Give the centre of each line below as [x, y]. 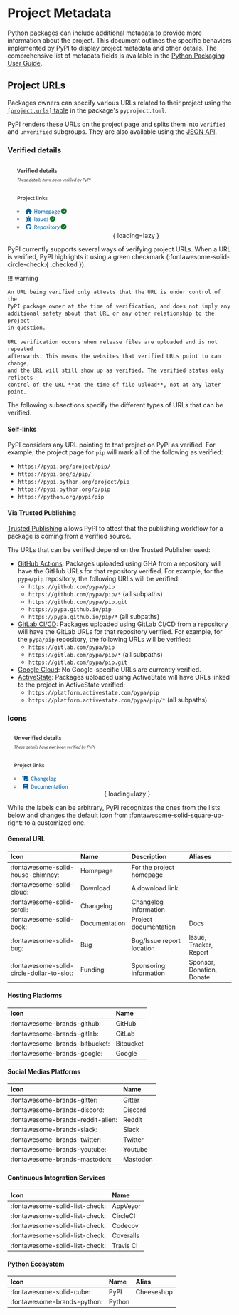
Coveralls [126, 1236]
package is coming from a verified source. [69, 536]
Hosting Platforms [35, 996]
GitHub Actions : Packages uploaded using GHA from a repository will [119, 563]
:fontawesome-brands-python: [57, 1302]
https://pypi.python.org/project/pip [74, 482]
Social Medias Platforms [44, 1072]
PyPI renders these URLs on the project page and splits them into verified [117, 124]
